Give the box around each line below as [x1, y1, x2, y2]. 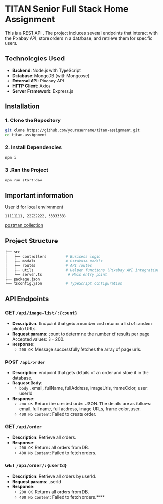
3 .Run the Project [5, 167, 49, 174]
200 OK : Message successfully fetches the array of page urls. [19, 346, 142, 352]
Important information [5, 191, 74, 200]
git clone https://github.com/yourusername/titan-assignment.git [5, 128, 140, 133]
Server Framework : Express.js [12, 88, 74, 94]
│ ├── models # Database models [5, 259, 103, 263]
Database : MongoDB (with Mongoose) [12, 72, 90, 79]
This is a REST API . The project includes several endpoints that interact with [5, 30, 158, 36]
